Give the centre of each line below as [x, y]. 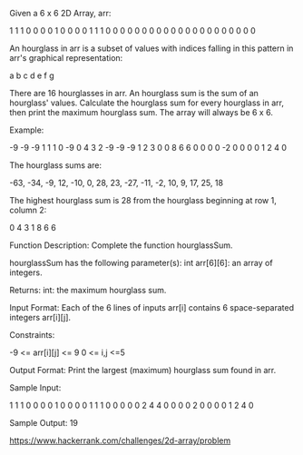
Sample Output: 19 [44, 423]
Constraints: [32, 335]
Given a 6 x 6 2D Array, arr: [60, 13]
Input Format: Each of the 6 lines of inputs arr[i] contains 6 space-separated [152, 307]
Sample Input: [35, 388]
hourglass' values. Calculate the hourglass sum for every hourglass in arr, [147, 103]
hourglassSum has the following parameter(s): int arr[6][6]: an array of [142, 263]
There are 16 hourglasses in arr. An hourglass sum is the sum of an [134, 93]
